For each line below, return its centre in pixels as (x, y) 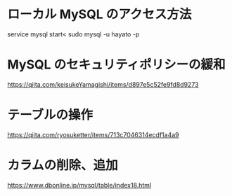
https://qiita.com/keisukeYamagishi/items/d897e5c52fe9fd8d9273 (103, 84)
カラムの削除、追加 (63, 165)
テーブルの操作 (50, 115)
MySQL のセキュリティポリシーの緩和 (117, 65)
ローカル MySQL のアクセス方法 (99, 14)
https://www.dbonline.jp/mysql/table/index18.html (79, 185)
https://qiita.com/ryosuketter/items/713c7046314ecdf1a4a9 (93, 134)
